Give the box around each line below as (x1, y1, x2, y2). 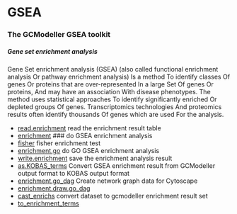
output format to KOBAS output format (17, 169, 129, 178)
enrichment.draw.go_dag (17, 184, 91, 193)
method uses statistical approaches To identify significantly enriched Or (7, 95, 217, 103)
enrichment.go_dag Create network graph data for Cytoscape (17, 176, 198, 185)
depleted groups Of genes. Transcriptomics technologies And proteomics (7, 103, 222, 111)
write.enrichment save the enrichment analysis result (17, 154, 173, 163)
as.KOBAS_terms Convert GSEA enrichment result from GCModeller (17, 162, 216, 170)
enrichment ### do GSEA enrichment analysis (17, 132, 153, 140)
